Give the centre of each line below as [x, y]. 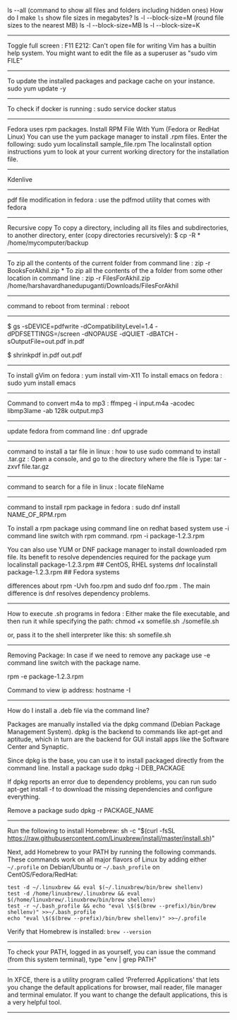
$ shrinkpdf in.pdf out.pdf [45, 355]
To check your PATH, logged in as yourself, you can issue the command [112, 952]
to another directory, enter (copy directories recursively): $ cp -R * [104, 235]
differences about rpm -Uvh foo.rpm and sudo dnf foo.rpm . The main [109, 586]
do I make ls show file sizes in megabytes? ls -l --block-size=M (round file [116, 18]
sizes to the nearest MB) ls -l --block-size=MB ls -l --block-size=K [104, 25]
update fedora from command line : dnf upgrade [78, 431]
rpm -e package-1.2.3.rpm [45, 676]
